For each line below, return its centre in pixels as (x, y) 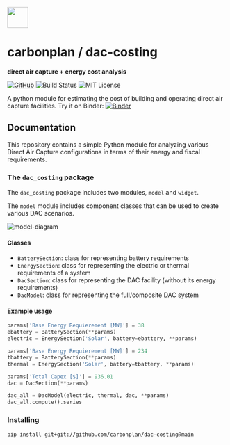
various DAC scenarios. (41, 213)
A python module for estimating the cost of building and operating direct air (115, 98)
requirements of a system (54, 273)
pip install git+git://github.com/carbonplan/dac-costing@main (101, 435)
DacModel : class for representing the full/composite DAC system (108, 295)
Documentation (42, 128)
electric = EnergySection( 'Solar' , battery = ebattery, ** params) (102, 339)
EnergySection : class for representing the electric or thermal (103, 266)
